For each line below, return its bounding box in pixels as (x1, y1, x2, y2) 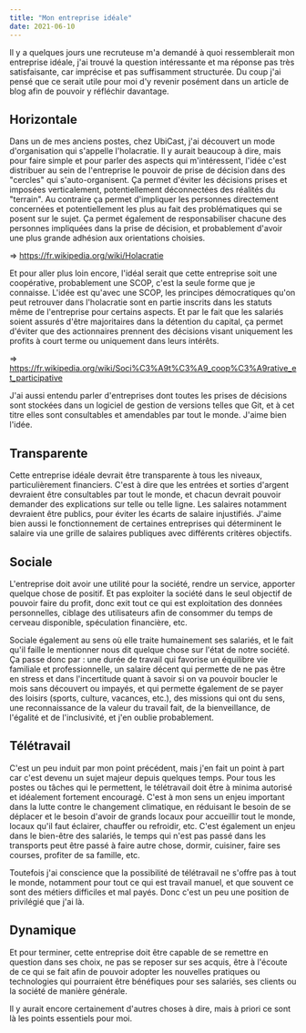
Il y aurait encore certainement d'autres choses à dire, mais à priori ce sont (9, 1003, 291, 1014)
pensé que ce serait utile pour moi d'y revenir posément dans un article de (9, 76, 290, 86)
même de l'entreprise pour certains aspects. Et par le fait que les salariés (9, 307, 284, 318)
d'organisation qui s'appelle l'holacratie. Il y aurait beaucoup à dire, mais (9, 146, 281, 157)
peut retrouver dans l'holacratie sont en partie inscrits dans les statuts (9, 297, 272, 308)
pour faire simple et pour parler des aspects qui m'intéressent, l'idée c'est (9, 156, 287, 167)
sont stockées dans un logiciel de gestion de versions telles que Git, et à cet (9, 400, 295, 410)
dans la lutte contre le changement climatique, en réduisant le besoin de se (9, 801, 291, 812)
